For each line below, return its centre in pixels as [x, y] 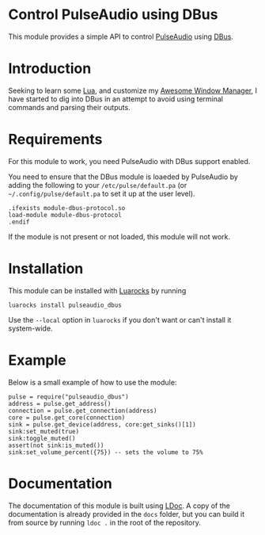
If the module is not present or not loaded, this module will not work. [119, 236]
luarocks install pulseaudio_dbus [65, 305]
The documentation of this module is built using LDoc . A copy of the [119, 506]
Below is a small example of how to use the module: [93, 382]
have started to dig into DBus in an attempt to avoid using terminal [116, 99]
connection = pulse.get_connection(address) [83, 411]
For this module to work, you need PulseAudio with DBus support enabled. [129, 161]
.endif [19, 222]
